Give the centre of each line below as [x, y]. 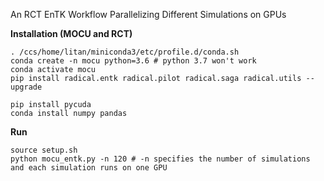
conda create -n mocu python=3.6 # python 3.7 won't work [133, 61]
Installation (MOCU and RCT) [71, 33]
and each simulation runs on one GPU [89, 168]
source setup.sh [44, 150]
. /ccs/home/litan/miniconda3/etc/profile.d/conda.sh [125, 52]
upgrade [26, 87]
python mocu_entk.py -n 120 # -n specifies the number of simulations [160, 159]
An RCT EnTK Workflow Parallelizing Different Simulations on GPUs [148, 14]
